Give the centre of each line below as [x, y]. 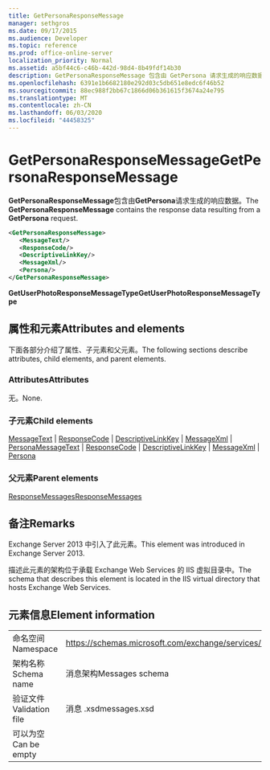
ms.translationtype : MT [48, 98]
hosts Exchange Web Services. [59, 588]
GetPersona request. [43, 218]
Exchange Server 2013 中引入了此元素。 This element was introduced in [127, 544]
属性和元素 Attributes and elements [96, 329]
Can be [26, 744]
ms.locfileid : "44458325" [51, 121]
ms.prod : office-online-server [61, 53]
